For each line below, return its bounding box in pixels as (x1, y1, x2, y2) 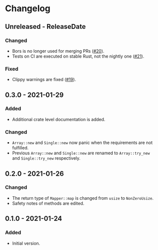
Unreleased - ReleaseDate (5, 22, 86, 31)
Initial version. (12, 240, 40, 246)
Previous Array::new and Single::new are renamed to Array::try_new (12, 150, 150, 156)
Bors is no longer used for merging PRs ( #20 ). (12, 48, 105, 54)
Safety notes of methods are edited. (12, 200, 85, 206)
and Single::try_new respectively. (12, 155, 81, 161)
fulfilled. (12, 145, 29, 151)
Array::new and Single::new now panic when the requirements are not (12, 140, 153, 146)
